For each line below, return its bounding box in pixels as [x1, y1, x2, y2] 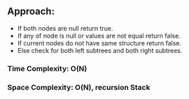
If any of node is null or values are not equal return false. [17, 31, 181, 40]
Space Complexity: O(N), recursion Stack [7, 82, 150, 92]
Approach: [7, 6, 55, 17]
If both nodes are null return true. [17, 24, 113, 32]
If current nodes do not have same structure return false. [17, 38, 182, 47]
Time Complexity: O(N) [7, 63, 87, 73]
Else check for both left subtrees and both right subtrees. [17, 46, 183, 54]
